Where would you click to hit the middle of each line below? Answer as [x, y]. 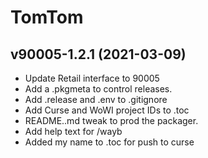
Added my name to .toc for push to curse [109, 142]
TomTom [47, 17]
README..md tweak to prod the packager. [111, 120]
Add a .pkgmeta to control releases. [98, 89]
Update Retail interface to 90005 [92, 78]
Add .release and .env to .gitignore [96, 99]
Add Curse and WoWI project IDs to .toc [107, 110]
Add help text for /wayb [73, 131]
